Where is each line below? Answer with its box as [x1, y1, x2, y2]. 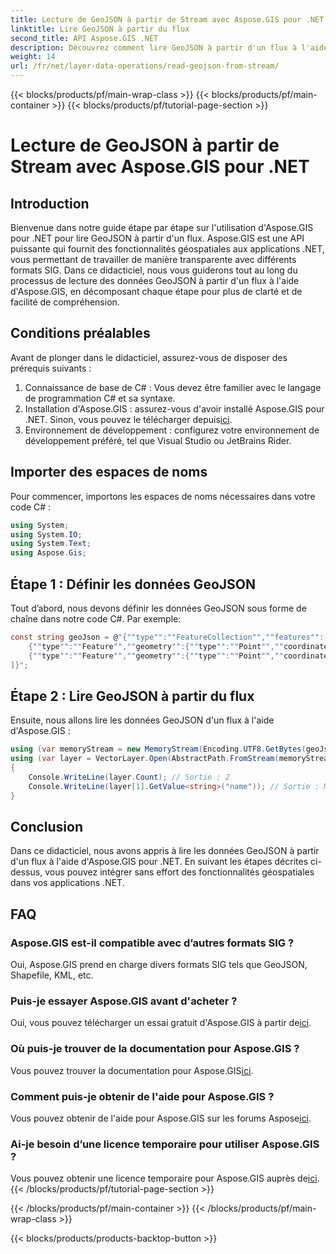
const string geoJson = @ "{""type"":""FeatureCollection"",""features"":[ [10, 632, 329, 642]
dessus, [10, 866, 43, 878]
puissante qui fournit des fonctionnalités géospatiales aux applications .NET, [10, 243, 325, 255]
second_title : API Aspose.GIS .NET [10, 33, 159, 43]
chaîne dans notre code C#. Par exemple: [10, 612, 182, 625]
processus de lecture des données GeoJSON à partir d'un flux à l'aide [10, 275, 300, 286]
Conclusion [10, 818, 84, 835]
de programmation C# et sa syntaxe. [24, 392, 176, 404]
